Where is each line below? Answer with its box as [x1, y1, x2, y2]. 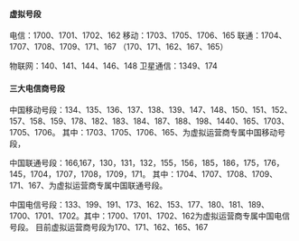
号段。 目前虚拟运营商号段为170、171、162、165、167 [9, 222, 209, 233]
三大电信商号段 [9, 82, 65, 94]
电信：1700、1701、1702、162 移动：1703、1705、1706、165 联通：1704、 [9, 30, 287, 41]
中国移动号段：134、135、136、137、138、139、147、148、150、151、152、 [9, 105, 293, 116]
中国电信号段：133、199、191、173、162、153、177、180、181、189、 [9, 199, 269, 210]
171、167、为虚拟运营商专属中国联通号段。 [9, 181, 168, 191]
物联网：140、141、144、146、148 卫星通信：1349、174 [9, 60, 219, 71]
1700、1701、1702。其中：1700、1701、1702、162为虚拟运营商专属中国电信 [9, 210, 291, 221]
